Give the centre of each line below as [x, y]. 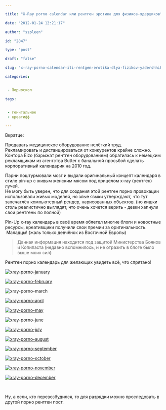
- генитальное [22, 112]
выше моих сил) [34, 253]
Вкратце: [15, 135]
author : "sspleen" [24, 32]
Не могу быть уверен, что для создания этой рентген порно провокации [82, 191]
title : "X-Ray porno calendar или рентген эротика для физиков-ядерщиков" [84, 14]
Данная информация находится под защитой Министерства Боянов [89, 242]
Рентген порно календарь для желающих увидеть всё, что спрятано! [78, 262]
